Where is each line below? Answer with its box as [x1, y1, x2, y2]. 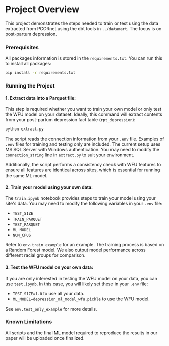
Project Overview [5, 4, 80, 15]
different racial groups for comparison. [5, 252, 86, 258]
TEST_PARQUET [12, 222, 40, 227]
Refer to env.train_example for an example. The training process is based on [5, 242, 164, 248]
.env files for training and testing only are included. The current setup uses [5, 141, 161, 147]
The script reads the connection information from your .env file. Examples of [5, 136, 164, 142]
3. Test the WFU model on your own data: [5, 264, 94, 270]
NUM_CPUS [12, 233, 31, 238]
